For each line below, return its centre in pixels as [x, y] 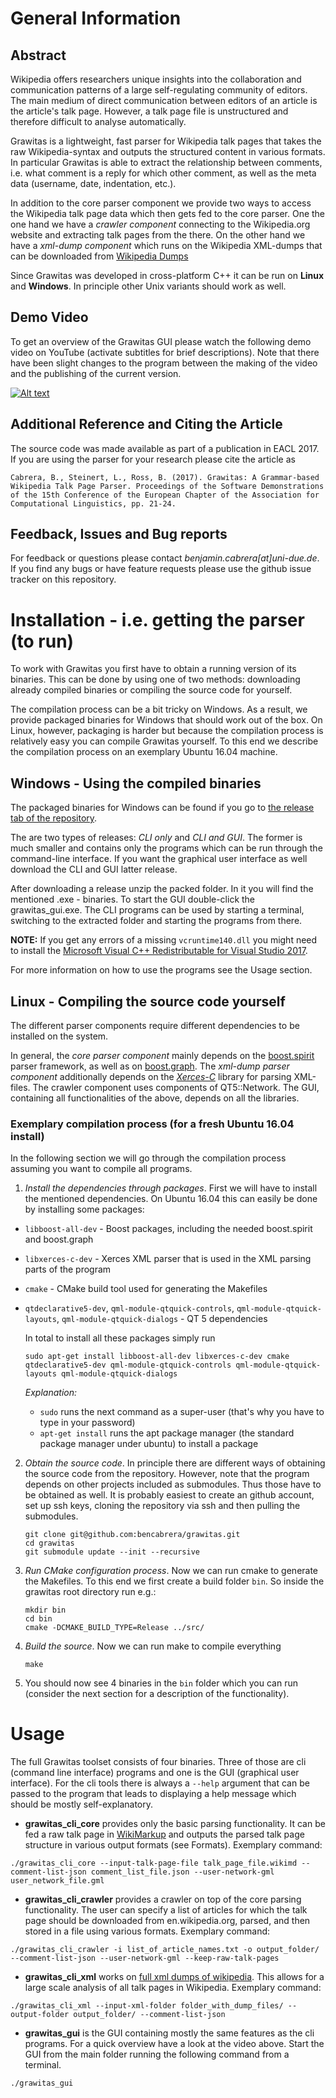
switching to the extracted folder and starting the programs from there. [156, 921]
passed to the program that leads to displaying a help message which [153, 1794]
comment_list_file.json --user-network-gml [182, 1872]
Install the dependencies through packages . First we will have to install [171, 1188]
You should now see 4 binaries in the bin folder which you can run [161, 1683]
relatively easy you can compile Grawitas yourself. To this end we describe [164, 741]
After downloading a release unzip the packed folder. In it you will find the [162, 889]
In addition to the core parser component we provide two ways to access [161, 203]
